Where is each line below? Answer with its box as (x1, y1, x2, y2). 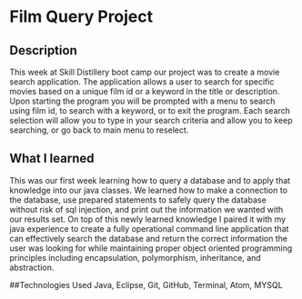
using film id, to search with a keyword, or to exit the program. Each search (9, 105, 291, 115)
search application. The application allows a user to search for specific (9, 76, 275, 87)
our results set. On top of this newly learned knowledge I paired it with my (9, 214, 287, 224)
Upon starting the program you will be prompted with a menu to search (9, 95, 276, 106)
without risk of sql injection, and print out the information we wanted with (9, 204, 284, 214)
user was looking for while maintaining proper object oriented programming (9, 243, 293, 254)
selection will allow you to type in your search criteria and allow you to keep (9, 115, 293, 125)
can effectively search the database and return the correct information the (9, 233, 288, 244)
